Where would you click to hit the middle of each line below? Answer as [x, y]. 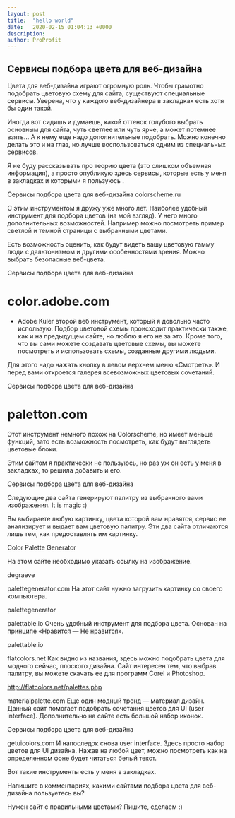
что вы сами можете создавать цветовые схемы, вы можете [109, 343]
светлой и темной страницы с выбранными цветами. [88, 230]
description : [26, 34]
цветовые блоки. [33, 449]
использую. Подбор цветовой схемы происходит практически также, [123, 328]
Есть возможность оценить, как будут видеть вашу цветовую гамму [111, 244]
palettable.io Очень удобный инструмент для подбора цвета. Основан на [117, 623]
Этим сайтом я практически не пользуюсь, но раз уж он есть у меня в [114, 463]
